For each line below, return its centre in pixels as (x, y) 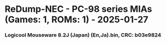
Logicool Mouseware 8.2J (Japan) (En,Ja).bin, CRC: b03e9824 (83, 35)
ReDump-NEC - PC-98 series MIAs (78, 9)
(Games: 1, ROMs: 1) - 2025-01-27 (76, 20)
